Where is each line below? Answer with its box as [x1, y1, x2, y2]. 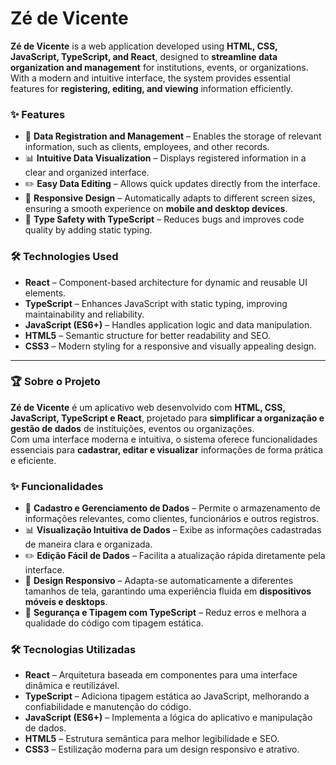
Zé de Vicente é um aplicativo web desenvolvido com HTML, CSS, [10, 401, 286, 413]
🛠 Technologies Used [10, 250, 119, 264]
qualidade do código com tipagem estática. [24, 617, 204, 629]
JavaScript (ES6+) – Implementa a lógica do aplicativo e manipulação [24, 712, 313, 724]
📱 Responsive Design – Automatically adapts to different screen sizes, [24, 192, 316, 204]
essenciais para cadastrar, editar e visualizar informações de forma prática [10, 443, 324, 456]
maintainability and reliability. [24, 308, 145, 320]
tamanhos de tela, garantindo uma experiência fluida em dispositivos [24, 585, 312, 597]
